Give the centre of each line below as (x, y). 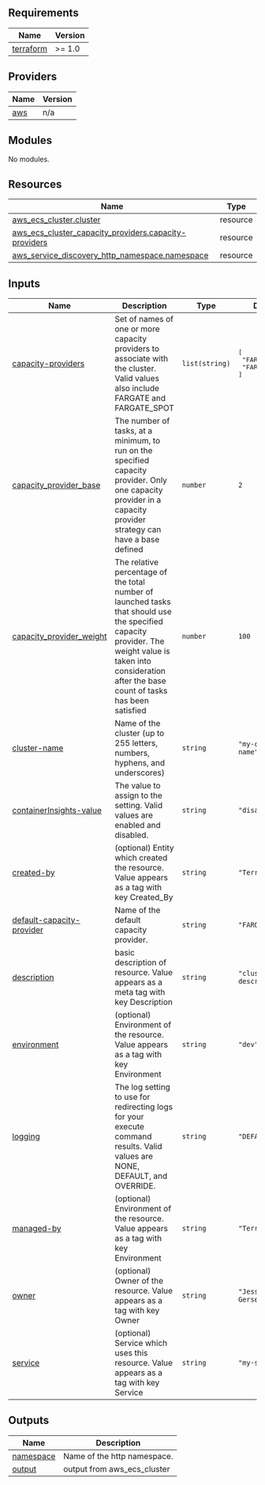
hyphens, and (140, 763)
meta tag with (140, 992)
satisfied (131, 711)
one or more (137, 329)
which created (141, 858)
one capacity (139, 490)
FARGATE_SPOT (145, 408)
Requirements (43, 13)
